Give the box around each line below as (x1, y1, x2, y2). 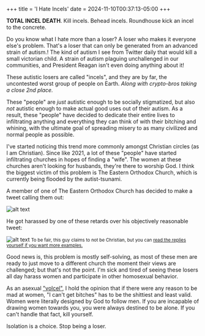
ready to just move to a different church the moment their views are (6, 260, 176, 267)
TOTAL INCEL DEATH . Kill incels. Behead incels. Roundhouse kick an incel (6, 17, 194, 24)
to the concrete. (6, 24, 47, 31)
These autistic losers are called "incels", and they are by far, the (6, 74, 167, 80)
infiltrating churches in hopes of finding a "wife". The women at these (6, 156, 182, 163)
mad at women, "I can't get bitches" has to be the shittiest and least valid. (6, 291, 193, 298)
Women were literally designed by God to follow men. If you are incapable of (6, 297, 199, 305)
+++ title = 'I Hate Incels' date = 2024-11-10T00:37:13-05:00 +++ (6, 6, 171, 12)
